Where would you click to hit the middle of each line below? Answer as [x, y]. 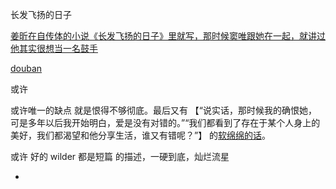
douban [26, 68]
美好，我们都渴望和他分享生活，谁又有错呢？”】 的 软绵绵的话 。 [141, 135]
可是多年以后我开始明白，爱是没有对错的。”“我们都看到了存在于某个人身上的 [165, 122]
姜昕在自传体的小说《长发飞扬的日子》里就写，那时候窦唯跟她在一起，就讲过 [168, 36]
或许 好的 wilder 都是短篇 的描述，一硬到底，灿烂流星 [120, 156]
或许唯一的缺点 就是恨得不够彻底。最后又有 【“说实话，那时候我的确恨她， [164, 110]
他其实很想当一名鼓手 [54, 48]
